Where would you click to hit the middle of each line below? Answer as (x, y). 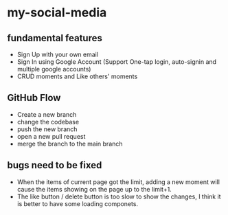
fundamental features (55, 38)
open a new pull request (51, 136)
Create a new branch (47, 114)
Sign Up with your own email (57, 54)
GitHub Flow (34, 98)
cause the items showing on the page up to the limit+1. (94, 189)
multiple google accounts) (54, 69)
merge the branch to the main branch (70, 144)
